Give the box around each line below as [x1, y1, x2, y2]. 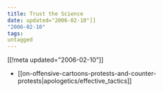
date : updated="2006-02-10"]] [7, 17, 97, 24]
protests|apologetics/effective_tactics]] [17, 77, 132, 85]
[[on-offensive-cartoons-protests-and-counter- [17, 70, 157, 78]
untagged [7, 37, 33, 44]
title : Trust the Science [7, 10, 83, 18]
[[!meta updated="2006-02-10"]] [7, 55, 104, 64]
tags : [7, 29, 23, 37]
